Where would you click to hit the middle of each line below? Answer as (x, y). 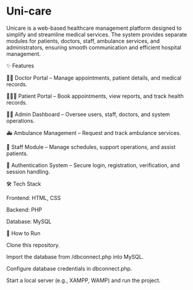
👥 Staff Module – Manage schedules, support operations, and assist (91, 147)
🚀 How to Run (23, 233)
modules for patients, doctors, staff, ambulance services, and (83, 41)
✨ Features (20, 66)
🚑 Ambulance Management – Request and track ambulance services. (94, 133)
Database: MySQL (29, 221)
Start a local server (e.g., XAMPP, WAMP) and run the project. (83, 280)
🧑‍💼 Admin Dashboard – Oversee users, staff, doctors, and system (88, 114)
